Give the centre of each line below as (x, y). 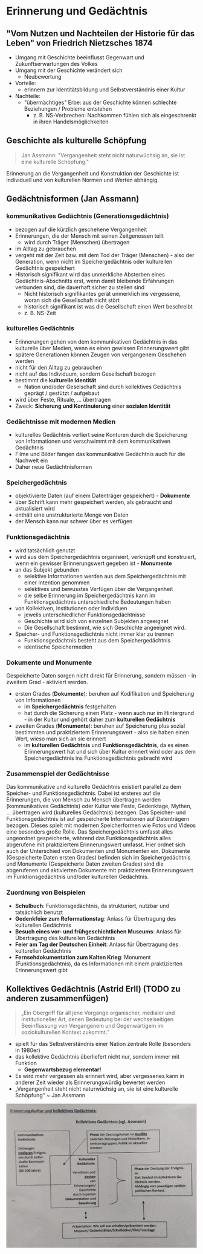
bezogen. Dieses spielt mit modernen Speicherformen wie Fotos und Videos (101, 825)
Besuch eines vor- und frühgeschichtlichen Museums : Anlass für (98, 931)
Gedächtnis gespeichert (45, 268)
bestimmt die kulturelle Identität (56, 380)
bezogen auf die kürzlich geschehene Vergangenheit (81, 229)
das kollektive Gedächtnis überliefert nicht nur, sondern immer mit (97, 1057)
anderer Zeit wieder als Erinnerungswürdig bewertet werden (90, 1083)
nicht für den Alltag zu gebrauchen (58, 367)
